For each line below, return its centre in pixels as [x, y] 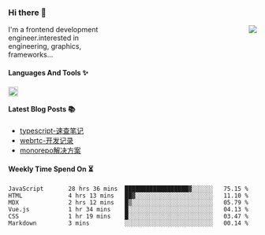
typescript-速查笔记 [52, 130]
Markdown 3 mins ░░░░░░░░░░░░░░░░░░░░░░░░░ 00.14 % [128, 223]
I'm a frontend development [53, 30]
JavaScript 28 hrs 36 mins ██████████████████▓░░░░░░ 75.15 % [128, 189]
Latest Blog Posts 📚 [42, 109]
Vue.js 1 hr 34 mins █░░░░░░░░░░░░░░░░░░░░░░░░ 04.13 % [128, 209]
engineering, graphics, [45, 46]
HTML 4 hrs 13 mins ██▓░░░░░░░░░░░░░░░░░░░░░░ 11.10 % [128, 196]
